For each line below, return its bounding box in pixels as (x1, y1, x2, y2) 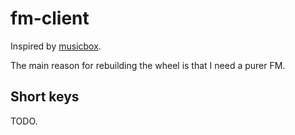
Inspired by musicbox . (10, 40, 102, 52)
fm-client (10, 7, 90, 30)
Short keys (10, 88, 80, 106)
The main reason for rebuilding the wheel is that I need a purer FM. (10, 59, 286, 71)
